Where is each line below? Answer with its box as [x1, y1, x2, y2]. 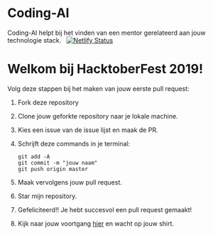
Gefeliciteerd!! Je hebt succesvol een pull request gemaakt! [17, 205, 192, 214]
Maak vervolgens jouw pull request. [17, 177, 123, 186]
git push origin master [17, 165, 89, 173]
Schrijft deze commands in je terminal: [17, 139, 130, 148]
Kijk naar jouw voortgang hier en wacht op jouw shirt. [17, 219, 175, 228]
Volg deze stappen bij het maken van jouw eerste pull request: [7, 84, 190, 93]
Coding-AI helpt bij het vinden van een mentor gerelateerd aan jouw [7, 28, 206, 37]
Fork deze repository [17, 98, 80, 106]
